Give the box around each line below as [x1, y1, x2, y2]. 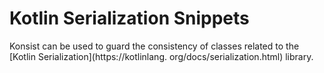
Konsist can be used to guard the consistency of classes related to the [9, 40, 300, 52]
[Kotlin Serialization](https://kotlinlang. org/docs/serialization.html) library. [9, 50, 314, 62]
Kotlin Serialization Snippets [9, 7, 250, 30]
